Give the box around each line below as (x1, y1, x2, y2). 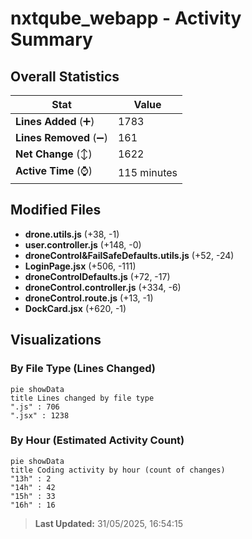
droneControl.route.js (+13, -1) (24, 292, 154, 304)
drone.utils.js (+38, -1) (24, 228, 120, 240)
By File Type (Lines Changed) (10, 362, 156, 376)
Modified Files (10, 202, 102, 219)
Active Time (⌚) (15, 164, 93, 177)
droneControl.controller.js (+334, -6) (24, 281, 182, 293)
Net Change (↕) (15, 147, 93, 161)
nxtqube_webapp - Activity (10, 7, 242, 30)
